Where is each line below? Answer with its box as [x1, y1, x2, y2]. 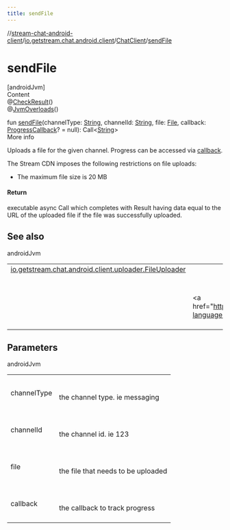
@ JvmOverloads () [7, 104, 59, 113]
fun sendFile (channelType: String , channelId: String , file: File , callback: [7, 118, 207, 126]
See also [7, 231, 44, 242]
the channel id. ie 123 [59, 430, 129, 439]
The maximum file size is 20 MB [16, 172, 107, 181]
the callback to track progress [59, 503, 155, 513]
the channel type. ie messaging [59, 393, 159, 402]
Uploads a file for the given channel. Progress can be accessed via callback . [7, 146, 223, 154]
